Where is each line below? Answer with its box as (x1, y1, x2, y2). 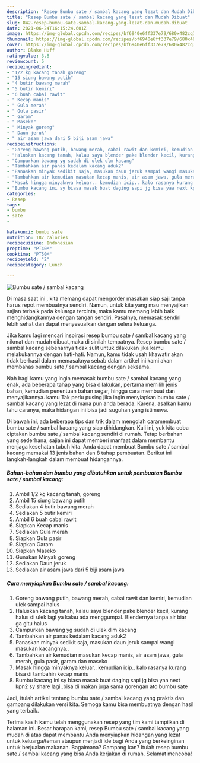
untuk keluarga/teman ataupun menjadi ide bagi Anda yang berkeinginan (7, 737, 185, 745)
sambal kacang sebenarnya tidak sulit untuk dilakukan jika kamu (7, 345, 164, 351)
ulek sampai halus (15, 600, 60, 608)
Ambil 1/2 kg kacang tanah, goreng (15, 490, 101, 497)
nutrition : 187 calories (7, 234, 68, 240)
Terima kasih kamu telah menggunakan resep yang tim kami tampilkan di (7, 719, 185, 726)
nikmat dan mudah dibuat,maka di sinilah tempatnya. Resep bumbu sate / (7, 338, 186, 345)
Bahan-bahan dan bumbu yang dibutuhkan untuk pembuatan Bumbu (7, 469, 182, 476)
